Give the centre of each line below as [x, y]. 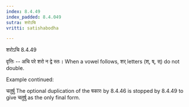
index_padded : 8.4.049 [34, 17]
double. [15, 68]
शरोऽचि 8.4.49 [21, 50]
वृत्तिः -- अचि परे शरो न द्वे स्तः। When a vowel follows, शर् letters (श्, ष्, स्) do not [93, 62]
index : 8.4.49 [23, 11]
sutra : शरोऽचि [21, 22]
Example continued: [30, 79]
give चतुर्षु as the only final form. [43, 98]
